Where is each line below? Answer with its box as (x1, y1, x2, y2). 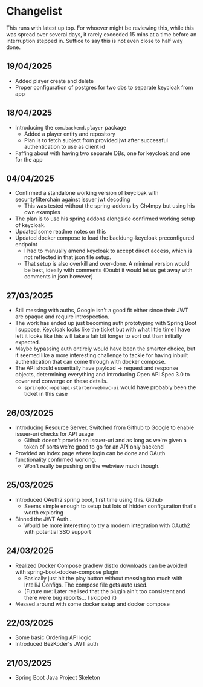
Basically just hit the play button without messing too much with (24, 574, 183, 582)
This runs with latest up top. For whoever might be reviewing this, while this (6, 24, 195, 31)
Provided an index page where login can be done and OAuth (14, 450, 166, 456)
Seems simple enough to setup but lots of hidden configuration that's (24, 502, 197, 510)
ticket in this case (24, 390, 68, 398)
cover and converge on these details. (14, 377, 108, 385)
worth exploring (24, 508, 63, 516)
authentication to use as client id (24, 143, 105, 150)
